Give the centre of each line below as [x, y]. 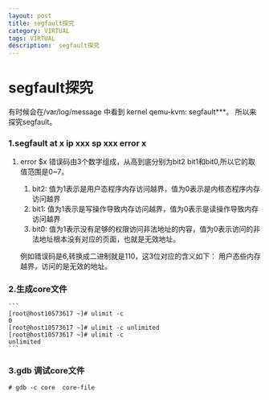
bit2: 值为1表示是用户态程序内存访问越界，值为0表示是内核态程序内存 [146, 189]
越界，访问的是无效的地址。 [66, 266]
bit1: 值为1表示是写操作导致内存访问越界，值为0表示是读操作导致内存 [145, 209]
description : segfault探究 [54, 46]
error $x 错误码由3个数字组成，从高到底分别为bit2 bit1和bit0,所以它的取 [137, 162]
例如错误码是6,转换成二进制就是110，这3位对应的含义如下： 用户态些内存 [140, 256]
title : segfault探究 [41, 23]
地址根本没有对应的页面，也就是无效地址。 [110, 239]
